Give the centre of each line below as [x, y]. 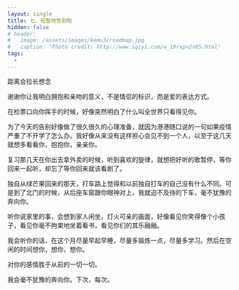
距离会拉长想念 [29, 81]
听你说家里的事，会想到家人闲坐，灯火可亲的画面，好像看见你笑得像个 [110, 216]
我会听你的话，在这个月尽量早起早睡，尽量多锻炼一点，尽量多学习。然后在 [116, 240]
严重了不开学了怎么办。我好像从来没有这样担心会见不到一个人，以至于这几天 [119, 135]
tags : [15, 54]
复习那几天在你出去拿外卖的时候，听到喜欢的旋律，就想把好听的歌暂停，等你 [119, 159]
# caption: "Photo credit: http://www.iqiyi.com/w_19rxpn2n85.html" [114, 47]
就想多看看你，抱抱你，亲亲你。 [54, 144]
